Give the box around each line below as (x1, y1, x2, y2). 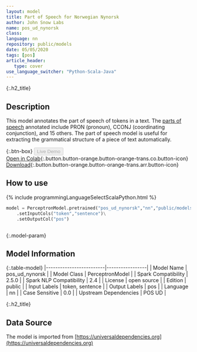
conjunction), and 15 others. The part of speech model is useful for (6, 130, 168, 137)
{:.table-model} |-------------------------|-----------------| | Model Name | (6, 265, 188, 272)
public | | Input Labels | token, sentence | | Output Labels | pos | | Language (6, 283, 189, 290)
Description (6, 101, 50, 111)
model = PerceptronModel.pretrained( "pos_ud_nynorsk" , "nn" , (6, 205, 157, 211)
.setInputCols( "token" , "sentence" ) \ (16, 211, 107, 216)
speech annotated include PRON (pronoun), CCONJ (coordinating (6, 124, 165, 131)
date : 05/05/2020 (6, 47, 49, 53)
